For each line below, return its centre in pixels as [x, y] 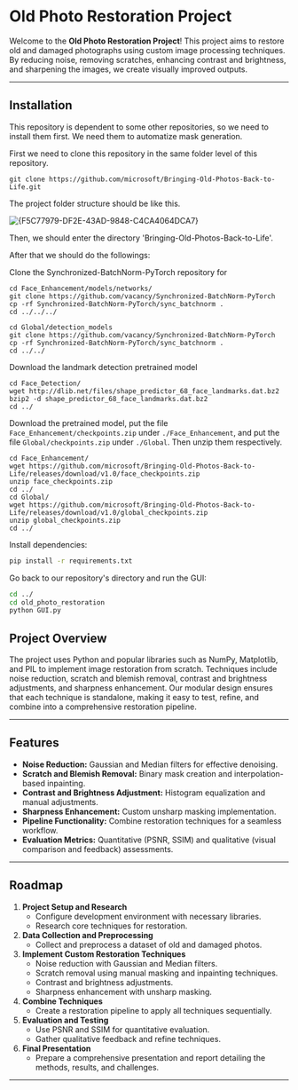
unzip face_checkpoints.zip [61, 481]
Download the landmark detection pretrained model [103, 367]
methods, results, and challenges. [97, 1067]
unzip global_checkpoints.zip [65, 520]
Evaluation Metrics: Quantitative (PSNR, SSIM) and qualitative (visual [149, 840]
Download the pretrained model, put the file [89, 423]
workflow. [40, 830]
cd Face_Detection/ [45, 383]
